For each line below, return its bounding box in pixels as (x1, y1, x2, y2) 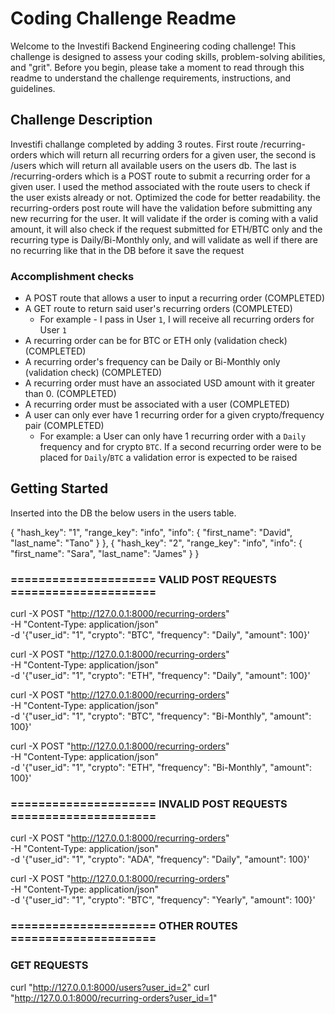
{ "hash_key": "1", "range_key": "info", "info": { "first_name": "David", (10, 526, 293, 538)
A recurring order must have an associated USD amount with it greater (24, 377, 316, 389)
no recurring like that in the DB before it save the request (10, 244, 245, 256)
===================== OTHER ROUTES (10, 919, 238, 933)
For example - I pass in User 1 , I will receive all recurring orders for (39, 313, 315, 326)
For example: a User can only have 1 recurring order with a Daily (39, 430, 307, 442)
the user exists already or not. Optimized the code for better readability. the (10, 191, 321, 203)
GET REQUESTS (10, 958, 89, 972)
